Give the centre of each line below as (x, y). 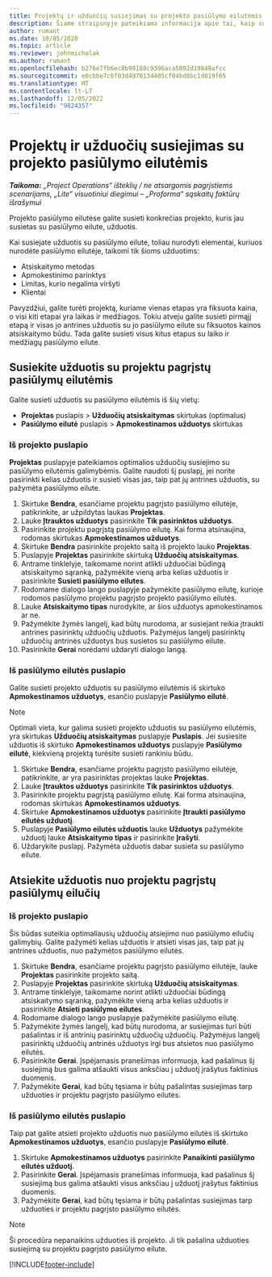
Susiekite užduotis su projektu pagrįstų (110, 368)
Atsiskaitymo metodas (58, 266)
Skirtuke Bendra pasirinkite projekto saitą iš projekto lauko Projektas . (136, 546)
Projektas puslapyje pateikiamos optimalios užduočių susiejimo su (119, 463)
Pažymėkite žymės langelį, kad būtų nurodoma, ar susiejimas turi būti (136, 1027)
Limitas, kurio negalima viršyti (70, 284)
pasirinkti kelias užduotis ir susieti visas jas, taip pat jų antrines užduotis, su (134, 479)
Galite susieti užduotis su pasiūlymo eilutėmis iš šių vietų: (105, 400)
